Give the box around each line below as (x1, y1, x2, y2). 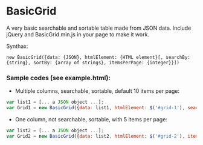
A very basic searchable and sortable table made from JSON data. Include (6, 24, 192, 32)
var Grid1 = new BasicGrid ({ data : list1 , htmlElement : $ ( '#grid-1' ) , (6, 105, 185, 111)
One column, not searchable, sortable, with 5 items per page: (14, 115, 168, 123)
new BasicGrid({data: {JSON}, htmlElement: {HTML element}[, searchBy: (6, 54, 190, 60)
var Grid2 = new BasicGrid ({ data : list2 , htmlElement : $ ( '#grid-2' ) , (6, 133, 185, 139)
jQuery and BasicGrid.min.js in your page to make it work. (6, 30, 150, 38)
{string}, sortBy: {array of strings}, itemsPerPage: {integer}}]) (6, 59, 180, 66)
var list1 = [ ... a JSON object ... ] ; (6, 99, 104, 106)
